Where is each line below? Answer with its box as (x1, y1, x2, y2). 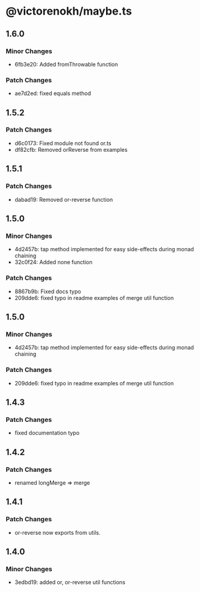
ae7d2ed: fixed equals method (14, 90, 91, 97)
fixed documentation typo (14, 429, 80, 437)
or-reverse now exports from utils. (14, 529, 101, 536)
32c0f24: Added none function (14, 259, 93, 266)
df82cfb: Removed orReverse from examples (14, 146, 128, 153)
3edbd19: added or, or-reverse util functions (14, 579, 126, 586)
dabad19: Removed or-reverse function (14, 196, 113, 203)
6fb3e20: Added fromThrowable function (14, 60, 118, 68)
